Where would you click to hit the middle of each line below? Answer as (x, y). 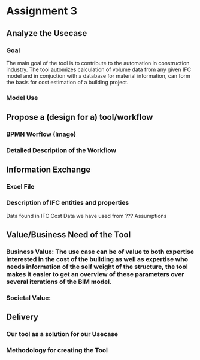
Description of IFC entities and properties (68, 203)
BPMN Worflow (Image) (41, 134)
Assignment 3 (42, 11)
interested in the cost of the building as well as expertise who (97, 259)
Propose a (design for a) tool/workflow (80, 117)
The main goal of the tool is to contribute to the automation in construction (98, 63)
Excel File (20, 187)
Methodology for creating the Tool (57, 350)
